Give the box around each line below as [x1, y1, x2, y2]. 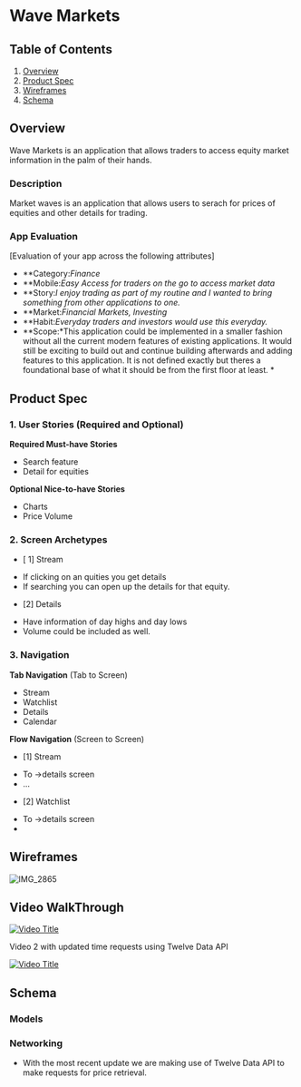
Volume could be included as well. [22, 626, 151, 637]
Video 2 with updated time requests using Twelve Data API [9, 941, 228, 953]
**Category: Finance [22, 269, 101, 279]
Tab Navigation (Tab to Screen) [9, 669, 129, 681]
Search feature [22, 456, 79, 467]
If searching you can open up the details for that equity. [22, 582, 230, 592]
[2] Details [22, 599, 62, 610]
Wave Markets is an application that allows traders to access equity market [9, 144, 290, 155]
